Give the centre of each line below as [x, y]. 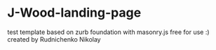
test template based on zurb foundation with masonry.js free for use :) [108, 32]
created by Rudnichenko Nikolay [54, 39]
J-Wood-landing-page [74, 13]
